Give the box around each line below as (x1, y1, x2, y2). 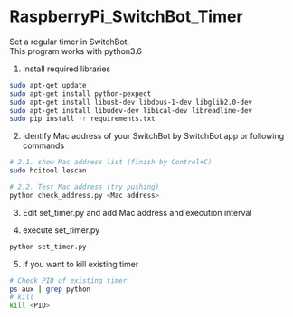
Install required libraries (22, 63, 111, 74)
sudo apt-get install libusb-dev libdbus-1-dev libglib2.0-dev (9, 98, 253, 107)
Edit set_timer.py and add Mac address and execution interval (22, 207, 252, 218)
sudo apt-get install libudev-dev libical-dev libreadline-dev (9, 106, 253, 115)
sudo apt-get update (9, 80, 88, 89)
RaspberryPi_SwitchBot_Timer (9, 6, 243, 27)
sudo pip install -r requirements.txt (9, 115, 156, 124)
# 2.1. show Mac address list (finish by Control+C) (9, 158, 213, 167)
